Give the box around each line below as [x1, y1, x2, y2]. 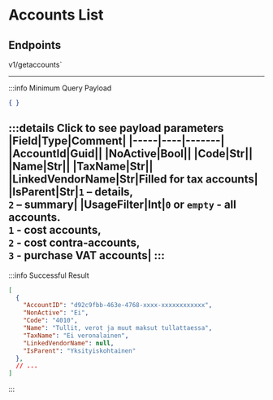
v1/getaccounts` [8, 59, 63, 69]
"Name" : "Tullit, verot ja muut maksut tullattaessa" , [23, 324, 213, 332]
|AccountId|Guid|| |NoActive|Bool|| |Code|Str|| [8, 147, 253, 160]
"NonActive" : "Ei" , [23, 309, 89, 317]
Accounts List [8, 6, 104, 24]
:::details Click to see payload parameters [8, 121, 224, 135]
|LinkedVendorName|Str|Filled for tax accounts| [8, 173, 258, 187]
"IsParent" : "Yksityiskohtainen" [23, 346, 136, 355]
